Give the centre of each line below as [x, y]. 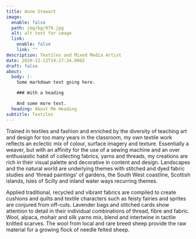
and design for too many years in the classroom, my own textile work [89, 137]
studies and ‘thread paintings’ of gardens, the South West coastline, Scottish [98, 175]
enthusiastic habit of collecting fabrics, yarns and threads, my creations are [97, 156]
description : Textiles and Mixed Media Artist [64, 55]
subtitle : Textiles [30, 114]
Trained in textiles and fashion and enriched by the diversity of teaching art [97, 131]
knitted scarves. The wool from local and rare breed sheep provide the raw [96, 223]
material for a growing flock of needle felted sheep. [68, 230]
